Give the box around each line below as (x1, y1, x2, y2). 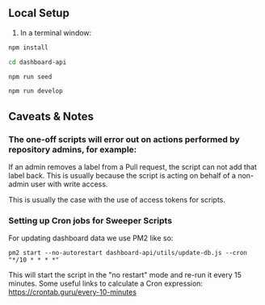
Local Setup (8, 6, 70, 20)
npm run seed (8, 73, 53, 81)
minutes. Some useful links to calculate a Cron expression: (8, 278, 204, 289)
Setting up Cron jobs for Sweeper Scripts (8, 215, 172, 226)
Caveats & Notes (8, 109, 95, 123)
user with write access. (31, 179, 108, 189)
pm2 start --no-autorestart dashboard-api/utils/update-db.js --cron (8, 249, 248, 257)
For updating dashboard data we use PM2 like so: (8, 233, 174, 243)
